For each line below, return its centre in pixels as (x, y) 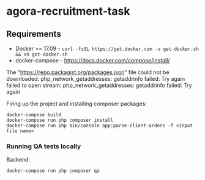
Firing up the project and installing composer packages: (76, 103)
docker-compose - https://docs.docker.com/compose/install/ (92, 60)
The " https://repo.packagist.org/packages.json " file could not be (88, 72)
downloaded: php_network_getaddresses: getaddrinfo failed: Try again (96, 79)
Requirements (34, 34)
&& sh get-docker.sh (41, 54)
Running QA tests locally (44, 146)
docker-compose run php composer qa (53, 171)
